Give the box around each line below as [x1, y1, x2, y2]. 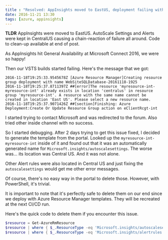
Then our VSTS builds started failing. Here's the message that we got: [5, 65, 149, 71]
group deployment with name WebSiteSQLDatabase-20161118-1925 [5, 79, 137, 85]
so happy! [5, 56, 26, 62]
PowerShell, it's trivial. [5, 181, 51, 187]
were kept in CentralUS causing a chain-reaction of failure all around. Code [5, 35, 160, 41]
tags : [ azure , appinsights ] [5, 16, 64, 21]
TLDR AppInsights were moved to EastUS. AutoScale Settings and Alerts [5, 30, 154, 36]
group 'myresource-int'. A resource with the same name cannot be [5, 93, 146, 98]
